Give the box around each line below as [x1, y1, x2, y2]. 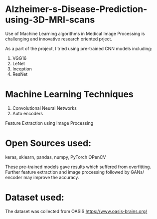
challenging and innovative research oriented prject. [5, 36, 113, 42]
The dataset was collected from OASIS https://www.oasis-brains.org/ [5, 208, 148, 214]
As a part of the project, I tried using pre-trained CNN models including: [5, 45, 153, 51]
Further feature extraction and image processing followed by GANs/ [5, 169, 145, 175]
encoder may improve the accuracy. [5, 174, 79, 180]
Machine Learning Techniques [5, 89, 134, 100]
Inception [12, 66, 32, 72]
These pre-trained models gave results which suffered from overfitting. [5, 164, 151, 170]
